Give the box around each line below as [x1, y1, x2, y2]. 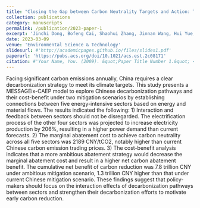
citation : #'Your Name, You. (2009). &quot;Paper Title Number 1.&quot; [6, 58, 190, 64]
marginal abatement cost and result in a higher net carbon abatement [6, 157, 177, 164]
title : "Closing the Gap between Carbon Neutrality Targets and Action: [6, 8, 190, 15]
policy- [166, 176, 184, 183]
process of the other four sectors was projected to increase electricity [6, 119, 179, 126]
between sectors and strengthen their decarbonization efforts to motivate [6, 188, 186, 196]
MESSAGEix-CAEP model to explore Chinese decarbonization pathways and [6, 87, 193, 94]
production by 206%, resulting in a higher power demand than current [6, 125, 179, 133]
